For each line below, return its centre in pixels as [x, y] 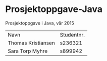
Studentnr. [72, 34]
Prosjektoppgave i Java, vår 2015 [40, 23]
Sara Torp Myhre [28, 51]
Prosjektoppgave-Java [54, 9]
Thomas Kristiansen [32, 42]
